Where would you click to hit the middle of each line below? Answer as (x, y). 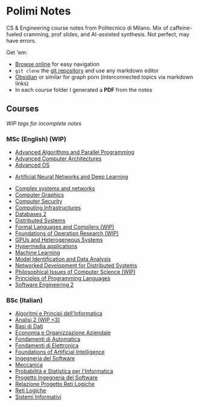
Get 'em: (17, 52)
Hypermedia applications (46, 246)
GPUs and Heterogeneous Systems (59, 240)
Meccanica (29, 365)
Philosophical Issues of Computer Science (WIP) (75, 272)
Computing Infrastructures (48, 208)
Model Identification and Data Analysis (63, 259)
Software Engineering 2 (44, 285)
